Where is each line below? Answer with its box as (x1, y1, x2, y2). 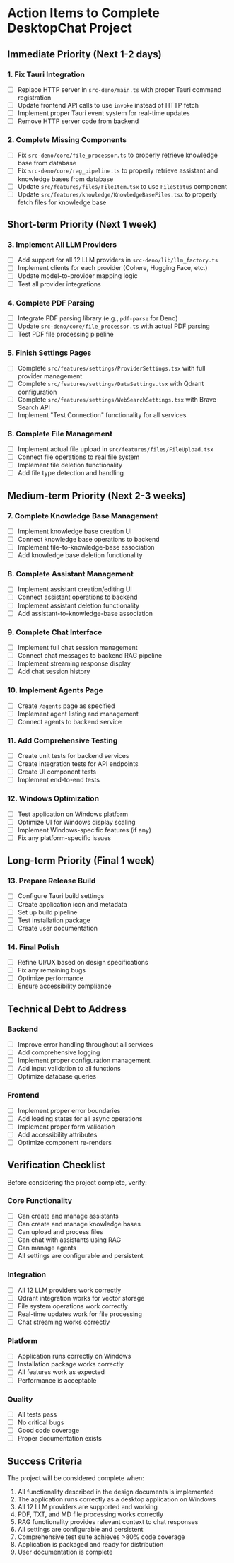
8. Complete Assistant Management (7, 569, 134, 579)
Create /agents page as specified (17, 702, 115, 710)
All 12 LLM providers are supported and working (17, 1502, 158, 1511)
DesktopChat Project (7, 20, 132, 36)
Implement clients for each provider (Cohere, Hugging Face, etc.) (17, 264, 208, 272)
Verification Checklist (7, 1159, 106, 1171)
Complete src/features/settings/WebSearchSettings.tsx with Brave (17, 395, 217, 404)
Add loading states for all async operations (17, 1114, 143, 1122)
